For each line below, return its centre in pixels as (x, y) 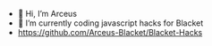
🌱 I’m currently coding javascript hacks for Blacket (110, 23)
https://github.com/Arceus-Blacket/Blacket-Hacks (110, 32)
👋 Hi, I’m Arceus (47, 14)
